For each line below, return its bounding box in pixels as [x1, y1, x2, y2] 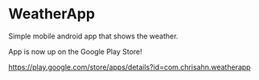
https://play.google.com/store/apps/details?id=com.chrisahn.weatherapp [8, 62, 251, 72]
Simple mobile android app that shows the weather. [8, 31, 179, 41]
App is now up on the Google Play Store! [8, 46, 142, 56]
